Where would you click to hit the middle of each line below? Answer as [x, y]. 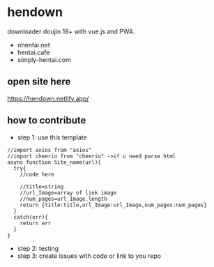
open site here [39, 82]
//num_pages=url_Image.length [64, 199]
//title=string [42, 186]
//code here [37, 174]
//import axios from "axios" [49, 150]
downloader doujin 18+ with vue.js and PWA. [71, 31]
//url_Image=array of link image [68, 192]
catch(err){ [31, 217]
